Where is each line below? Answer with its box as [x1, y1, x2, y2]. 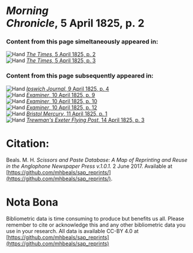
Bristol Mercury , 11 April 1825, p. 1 [26, 110, 108, 117]
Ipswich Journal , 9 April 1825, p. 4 [26, 85, 109, 92]
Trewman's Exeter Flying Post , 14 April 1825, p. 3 [26, 116, 145, 123]
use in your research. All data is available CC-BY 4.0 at [6, 227, 139, 234]
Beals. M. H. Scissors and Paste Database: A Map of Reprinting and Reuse [6, 156, 188, 163]
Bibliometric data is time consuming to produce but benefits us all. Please [6, 215, 184, 222]
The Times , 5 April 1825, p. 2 [26, 51, 96, 58]
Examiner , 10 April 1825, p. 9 [26, 91, 95, 98]
